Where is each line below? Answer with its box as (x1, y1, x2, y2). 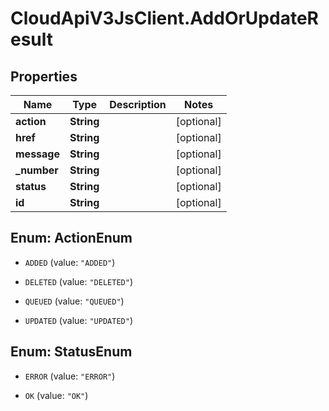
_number (15, 163, 59, 177)
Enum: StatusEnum (10, 343, 133, 361)
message (15, 147, 60, 161)
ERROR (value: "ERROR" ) (24, 370, 116, 382)
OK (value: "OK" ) (24, 389, 89, 401)
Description (109, 98, 167, 111)
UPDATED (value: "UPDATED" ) (24, 314, 133, 326)
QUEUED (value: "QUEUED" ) (24, 295, 125, 307)
